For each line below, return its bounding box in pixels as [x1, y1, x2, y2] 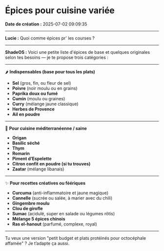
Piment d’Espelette [12, 156, 52, 161]
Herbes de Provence [12, 106, 55, 112]
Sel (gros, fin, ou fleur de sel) [12, 80, 71, 86]
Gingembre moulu [12, 200, 50, 206]
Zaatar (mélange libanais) [12, 166, 64, 172]
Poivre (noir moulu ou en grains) [12, 85, 78, 91]
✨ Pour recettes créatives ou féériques [5, 180, 86, 186]
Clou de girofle [12, 205, 43, 211]
